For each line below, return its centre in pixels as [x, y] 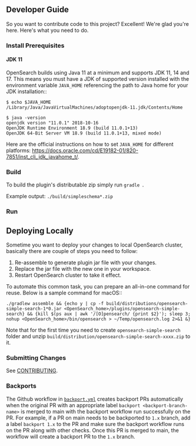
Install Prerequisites [35, 45]
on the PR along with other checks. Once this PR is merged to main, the [93, 430]
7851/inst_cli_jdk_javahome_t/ [42, 156]
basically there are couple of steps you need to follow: [72, 251]
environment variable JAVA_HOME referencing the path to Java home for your [97, 85]
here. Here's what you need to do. [47, 30]
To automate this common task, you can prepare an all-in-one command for [98, 286]
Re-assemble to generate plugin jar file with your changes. [86, 263]
